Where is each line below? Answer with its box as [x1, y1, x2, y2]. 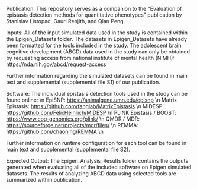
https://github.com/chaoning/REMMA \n [6, 128, 104, 135]
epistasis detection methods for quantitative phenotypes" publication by [6, 11, 182, 18]
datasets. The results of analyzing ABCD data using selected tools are [6, 170, 176, 177]
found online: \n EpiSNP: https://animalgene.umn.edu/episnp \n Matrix [6, 96, 177, 103]
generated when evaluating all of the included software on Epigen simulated [6, 163, 192, 171]
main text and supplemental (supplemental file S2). [6, 146, 130, 153]
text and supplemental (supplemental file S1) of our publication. [6, 78, 161, 86]
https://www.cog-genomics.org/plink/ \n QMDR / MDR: [6, 115, 140, 122]
